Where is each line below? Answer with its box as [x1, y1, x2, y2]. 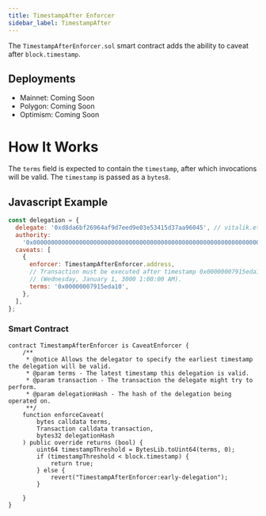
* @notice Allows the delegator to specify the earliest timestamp [25, 355, 253, 363]
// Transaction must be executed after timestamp [28, 268, 196, 276]
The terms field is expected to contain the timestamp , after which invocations [8, 164, 257, 174]
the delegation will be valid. [8, 362, 112, 370]
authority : [15, 231, 51, 239]
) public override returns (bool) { [22, 438, 144, 446]
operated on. [8, 397, 51, 405]
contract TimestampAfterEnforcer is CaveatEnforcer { [8, 342, 190, 350]
